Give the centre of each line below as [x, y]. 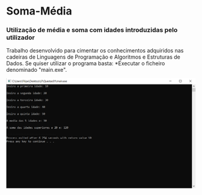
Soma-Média [39, 11]
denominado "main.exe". [37, 70]
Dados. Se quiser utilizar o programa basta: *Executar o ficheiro [86, 63]
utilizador [20, 37]
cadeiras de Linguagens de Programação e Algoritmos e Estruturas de [93, 57]
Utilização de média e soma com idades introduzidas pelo [92, 30]
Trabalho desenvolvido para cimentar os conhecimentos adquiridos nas [95, 51]
